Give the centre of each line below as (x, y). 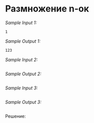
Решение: (15, 116)
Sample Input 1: (21, 23)
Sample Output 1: (23, 41)
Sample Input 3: (21, 88)
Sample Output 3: (23, 102)
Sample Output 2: (23, 74)
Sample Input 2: (21, 59)
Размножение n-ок (47, 9)
